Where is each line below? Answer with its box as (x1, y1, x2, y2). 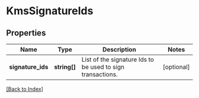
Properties (6, 28, 46, 38)
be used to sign (81, 63, 125, 71)
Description (102, 46, 136, 53)
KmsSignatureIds (6, 4, 94, 18)
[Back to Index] (6, 86, 43, 93)
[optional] (162, 63, 190, 71)
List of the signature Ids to (81, 55, 154, 64)
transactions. (81, 70, 118, 78)
